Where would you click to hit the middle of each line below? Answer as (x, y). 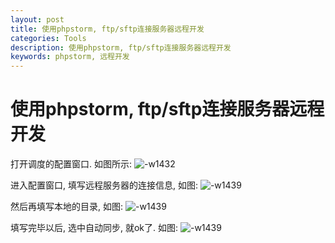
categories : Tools (48, 38)
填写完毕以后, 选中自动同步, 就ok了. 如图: (94, 228)
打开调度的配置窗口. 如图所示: (71, 164)
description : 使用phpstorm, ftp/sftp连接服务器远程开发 (121, 47)
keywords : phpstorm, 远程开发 (70, 57)
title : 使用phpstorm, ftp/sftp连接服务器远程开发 (107, 29)
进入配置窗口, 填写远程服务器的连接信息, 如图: (104, 185)
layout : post (37, 19)
